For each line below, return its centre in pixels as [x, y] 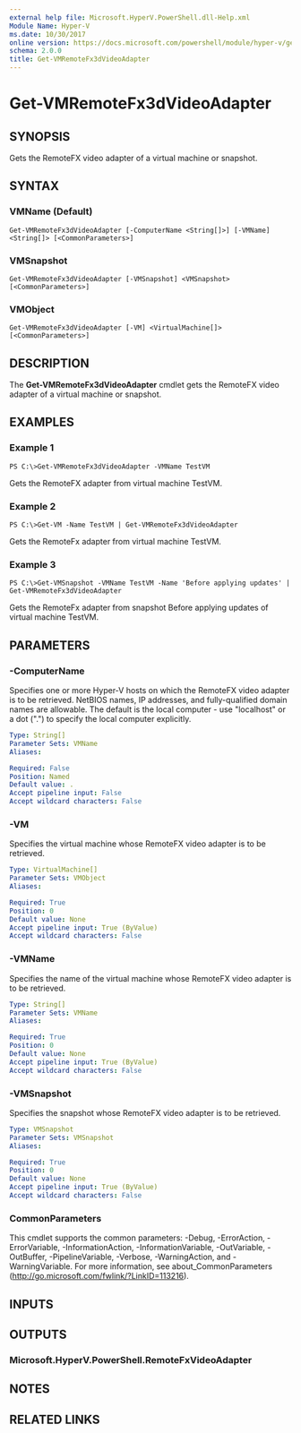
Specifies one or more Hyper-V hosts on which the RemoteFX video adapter [150, 691]
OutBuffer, [28, 1257]
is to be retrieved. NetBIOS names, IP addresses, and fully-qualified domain [149, 700]
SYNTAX [34, 186]
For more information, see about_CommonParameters [174, 1266]
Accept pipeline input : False [66, 794]
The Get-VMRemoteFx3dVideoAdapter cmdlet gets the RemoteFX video [145, 385]
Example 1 [32, 448]
